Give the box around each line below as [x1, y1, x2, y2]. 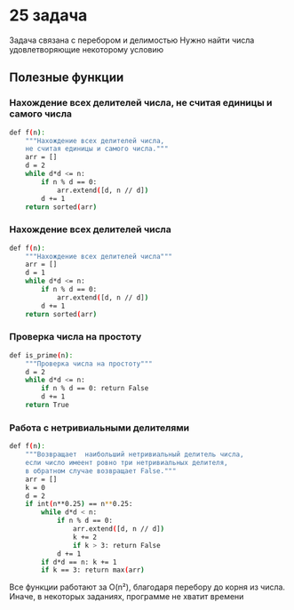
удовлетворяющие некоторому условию [9, 44, 164, 54]
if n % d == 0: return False [41, 384, 149, 393]
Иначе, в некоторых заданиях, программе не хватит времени [9, 591, 244, 602]
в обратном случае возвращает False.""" [25, 466, 177, 476]
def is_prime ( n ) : [9, 350, 74, 360]
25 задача [9, 5, 88, 26]
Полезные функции [9, 70, 124, 85]
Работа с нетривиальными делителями [9, 421, 189, 434]
